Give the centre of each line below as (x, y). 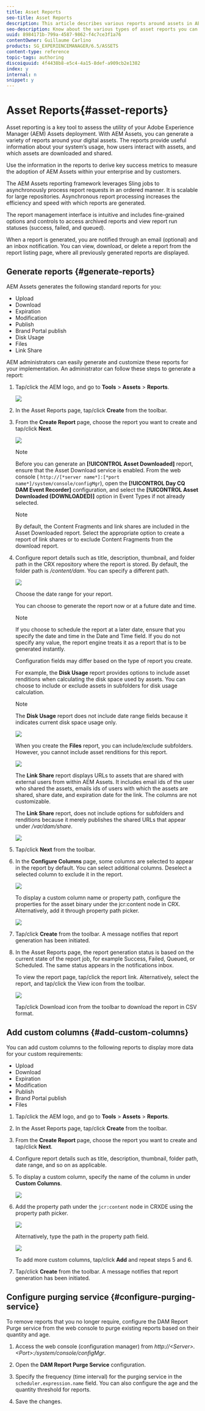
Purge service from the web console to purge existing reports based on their (103, 1328)
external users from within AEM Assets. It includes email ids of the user (105, 782)
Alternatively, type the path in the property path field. (82, 1236)
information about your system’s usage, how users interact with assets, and (101, 147)
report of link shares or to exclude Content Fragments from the (94, 539)
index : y (17, 69)
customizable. (33, 801)
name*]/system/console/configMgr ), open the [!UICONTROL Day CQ (100, 483)
